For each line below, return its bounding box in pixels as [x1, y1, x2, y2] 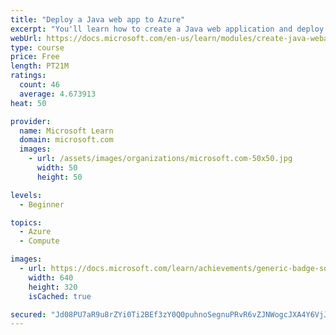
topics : [10, 217, 43, 228]
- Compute [19, 236, 60, 246]
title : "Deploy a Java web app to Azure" [10, 14, 186, 25]
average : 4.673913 [19, 89, 97, 99]
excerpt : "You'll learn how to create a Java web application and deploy [10, 24, 325, 34]
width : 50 [36, 163, 78, 173]
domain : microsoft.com [19, 135, 114, 145]
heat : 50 [10, 98, 47, 108]
